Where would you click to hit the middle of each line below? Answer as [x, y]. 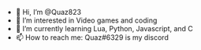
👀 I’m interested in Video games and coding [86, 20]
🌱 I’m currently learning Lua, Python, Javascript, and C [104, 29]
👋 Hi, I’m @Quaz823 [48, 12]
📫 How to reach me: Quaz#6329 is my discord [92, 37]
